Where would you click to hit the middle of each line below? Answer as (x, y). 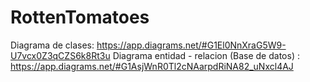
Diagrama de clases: (52, 45)
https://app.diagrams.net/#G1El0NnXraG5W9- (191, 45)
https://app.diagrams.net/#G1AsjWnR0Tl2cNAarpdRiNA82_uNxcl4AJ (152, 66)
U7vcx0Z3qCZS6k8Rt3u (60, 55)
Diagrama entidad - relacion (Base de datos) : (206, 55)
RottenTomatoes (80, 17)
